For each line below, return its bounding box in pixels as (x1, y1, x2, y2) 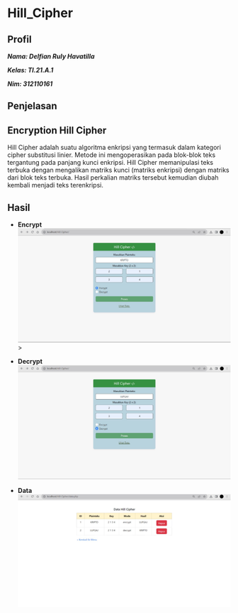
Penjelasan (7, 100, 58, 112)
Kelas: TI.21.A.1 (7, 66, 54, 74)
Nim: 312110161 (7, 80, 53, 88)
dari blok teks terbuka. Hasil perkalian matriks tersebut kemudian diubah (7, 173, 219, 182)
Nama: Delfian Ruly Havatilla (7, 52, 95, 60)
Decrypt (17, 357, 42, 366)
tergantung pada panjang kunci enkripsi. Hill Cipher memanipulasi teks (7, 158, 214, 167)
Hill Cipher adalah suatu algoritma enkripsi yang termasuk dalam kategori (7, 143, 222, 152)
